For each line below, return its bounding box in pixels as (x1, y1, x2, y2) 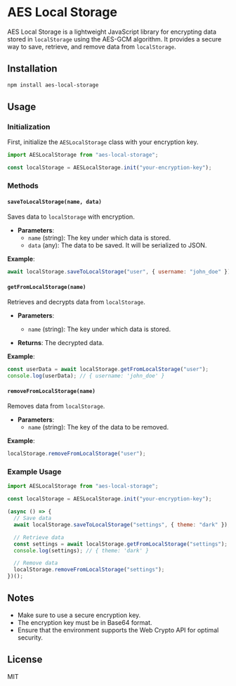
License (7, 654, 43, 666)
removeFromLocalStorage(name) (7, 387, 96, 394)
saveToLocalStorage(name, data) (7, 198, 102, 205)
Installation (7, 63, 58, 75)
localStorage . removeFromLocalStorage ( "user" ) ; (7, 451, 146, 458)
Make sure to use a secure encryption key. (17, 611, 141, 619)
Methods (7, 181, 39, 190)
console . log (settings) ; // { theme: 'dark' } (13, 547, 150, 554)
